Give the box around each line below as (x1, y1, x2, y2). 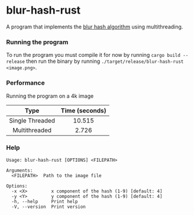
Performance (6, 79, 46, 87)
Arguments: (6, 167, 33, 174)
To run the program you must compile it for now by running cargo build (6, 52, 180, 59)
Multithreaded (12, 126, 52, 134)
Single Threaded (9, 116, 55, 124)
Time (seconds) (60, 106, 106, 114)
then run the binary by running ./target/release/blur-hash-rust (26, 57, 184, 65)
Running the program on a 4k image (6, 92, 94, 100)
